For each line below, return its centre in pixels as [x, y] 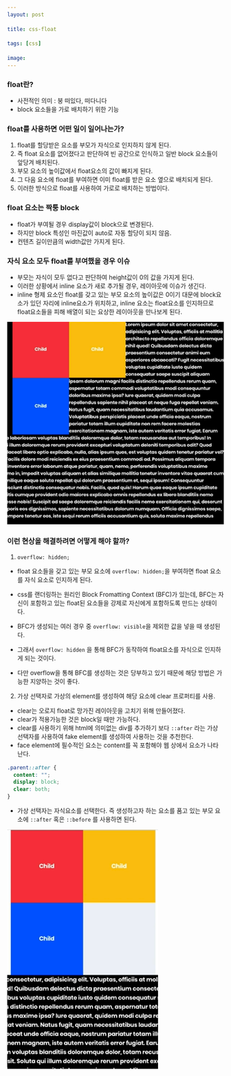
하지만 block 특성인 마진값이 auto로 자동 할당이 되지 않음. [94, 233]
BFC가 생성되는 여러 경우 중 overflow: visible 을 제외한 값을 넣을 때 [110, 626]
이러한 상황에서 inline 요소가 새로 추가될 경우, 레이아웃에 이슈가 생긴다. [111, 286]
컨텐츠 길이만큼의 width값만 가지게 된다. [71, 241]
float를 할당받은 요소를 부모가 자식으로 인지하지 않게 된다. [94, 145]
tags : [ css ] [24, 44]
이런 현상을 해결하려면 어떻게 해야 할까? [68, 541]
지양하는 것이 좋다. [55, 681]
